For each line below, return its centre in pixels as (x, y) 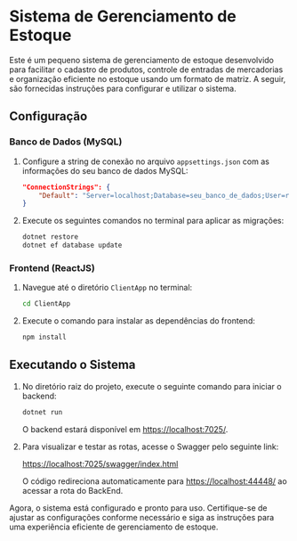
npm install (44, 337)
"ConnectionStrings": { (66, 187)
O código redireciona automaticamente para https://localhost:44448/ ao (154, 481)
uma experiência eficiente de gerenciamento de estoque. (114, 527)
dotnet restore (50, 237)
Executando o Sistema (72, 365)
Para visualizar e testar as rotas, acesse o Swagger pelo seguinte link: (150, 447)
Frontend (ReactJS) (52, 267)
